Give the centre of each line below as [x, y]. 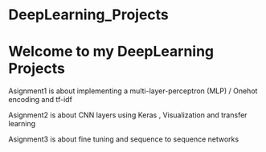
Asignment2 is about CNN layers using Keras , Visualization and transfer [128, 115]
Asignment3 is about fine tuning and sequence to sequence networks [124, 139]
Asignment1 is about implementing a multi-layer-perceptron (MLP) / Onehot [133, 91]
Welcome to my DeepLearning [111, 52]
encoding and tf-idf [40, 100]
